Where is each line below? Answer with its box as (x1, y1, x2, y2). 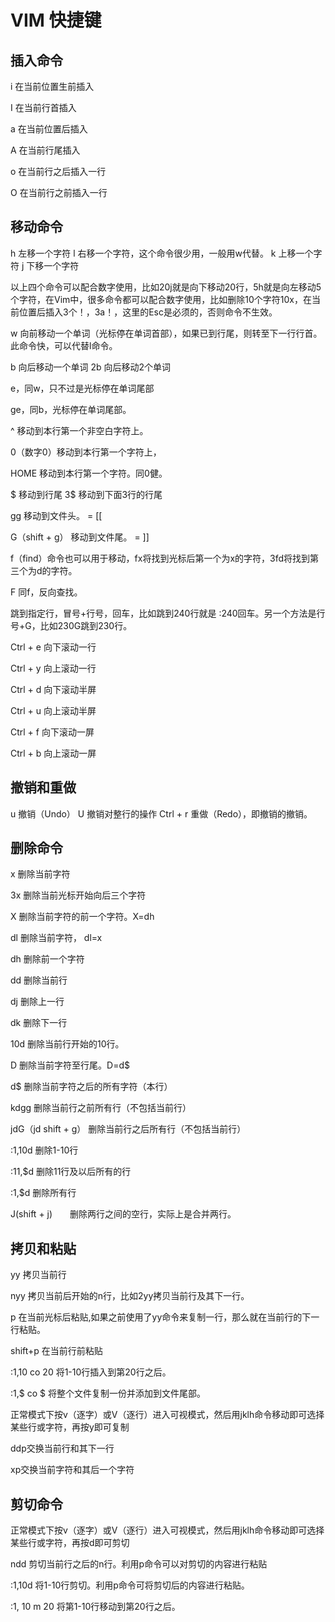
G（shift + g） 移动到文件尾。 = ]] (10, 531, 150, 543)
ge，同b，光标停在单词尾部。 (10, 403, 132, 415)
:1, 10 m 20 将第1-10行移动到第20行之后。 (10, 1601, 181, 1613)
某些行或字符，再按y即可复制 (10, 1421, 130, 1433)
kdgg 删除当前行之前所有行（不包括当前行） (10, 1102, 192, 1114)
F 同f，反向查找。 (10, 586, 83, 598)
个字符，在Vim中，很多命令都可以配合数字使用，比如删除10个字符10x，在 (10, 293, 313, 305)
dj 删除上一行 (10, 996, 65, 1008)
